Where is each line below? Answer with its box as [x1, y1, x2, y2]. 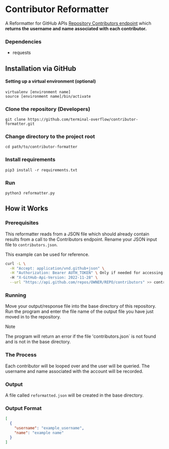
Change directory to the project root [5, 133, 95, 140]
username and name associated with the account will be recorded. [5, 368, 143, 374]
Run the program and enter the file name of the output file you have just [5, 308, 154, 314]
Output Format [5, 405, 42, 412]
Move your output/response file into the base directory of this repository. [5, 303, 156, 309]
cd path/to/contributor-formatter [5, 145, 78, 150]
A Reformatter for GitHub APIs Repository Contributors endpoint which [5, 20, 152, 26]
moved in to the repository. [5, 314, 61, 320]
